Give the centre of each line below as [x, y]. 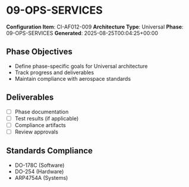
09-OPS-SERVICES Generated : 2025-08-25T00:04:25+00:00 [82, 33]
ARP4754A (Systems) [41, 178]
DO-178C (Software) [40, 165]
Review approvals [36, 132]
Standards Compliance [50, 151]
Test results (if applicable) [47, 118]
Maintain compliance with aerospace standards [73, 78]
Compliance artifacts [40, 125]
